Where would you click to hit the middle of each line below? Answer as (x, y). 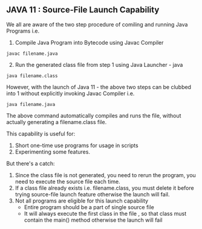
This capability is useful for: (41, 133)
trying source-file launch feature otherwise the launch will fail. (92, 194)
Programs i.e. (23, 31)
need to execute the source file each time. (67, 181)
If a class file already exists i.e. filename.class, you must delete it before (105, 188)
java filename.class (32, 76)
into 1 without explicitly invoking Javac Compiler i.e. (70, 93)
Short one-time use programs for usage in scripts (77, 145)
